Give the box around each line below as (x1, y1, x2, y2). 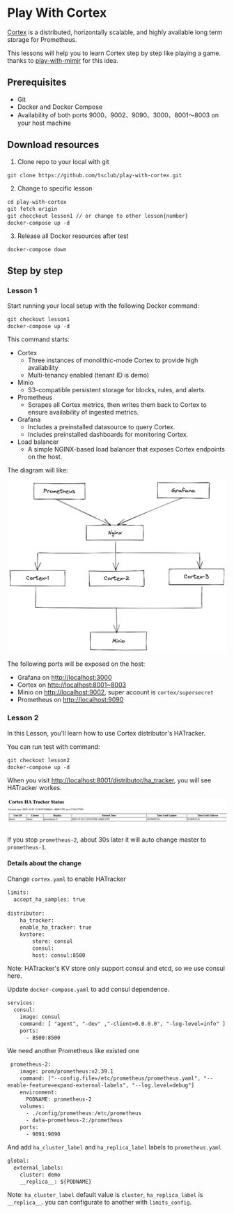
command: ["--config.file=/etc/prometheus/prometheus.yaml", (19, 1075, 201, 1082)
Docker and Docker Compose (17, 103, 103, 111)
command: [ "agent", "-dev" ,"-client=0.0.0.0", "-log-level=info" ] (19, 1020, 226, 1027)
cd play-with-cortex (7, 198, 68, 205)
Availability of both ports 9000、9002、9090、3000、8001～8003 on (17, 110, 219, 119)
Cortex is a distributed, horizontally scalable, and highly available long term (7, 28, 223, 36)
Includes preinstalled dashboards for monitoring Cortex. (27, 431, 189, 439)
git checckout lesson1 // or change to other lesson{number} (7, 212, 189, 219)
